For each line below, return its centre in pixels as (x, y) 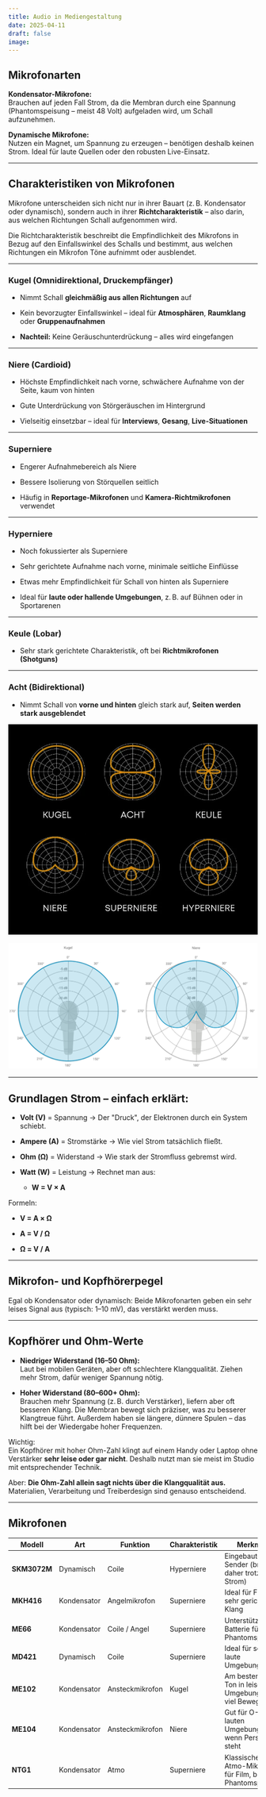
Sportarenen (40, 606)
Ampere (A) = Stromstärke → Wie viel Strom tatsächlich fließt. (121, 1141)
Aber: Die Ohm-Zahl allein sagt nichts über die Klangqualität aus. (117, 1482)
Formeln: (23, 1203)
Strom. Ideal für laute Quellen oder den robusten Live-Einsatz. (109, 152)
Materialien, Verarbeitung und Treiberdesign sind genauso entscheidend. (127, 1491)
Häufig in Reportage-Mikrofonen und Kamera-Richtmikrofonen (125, 497)
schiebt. (33, 1126)
